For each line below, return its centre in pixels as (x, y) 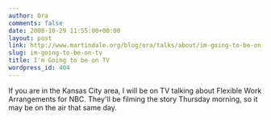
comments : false (35, 23)
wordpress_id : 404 (39, 68)
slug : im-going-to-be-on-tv (56, 53)
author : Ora (28, 16)
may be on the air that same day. (63, 107)
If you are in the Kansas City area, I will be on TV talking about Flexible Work (135, 90)
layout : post (30, 38)
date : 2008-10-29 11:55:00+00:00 (65, 30)
